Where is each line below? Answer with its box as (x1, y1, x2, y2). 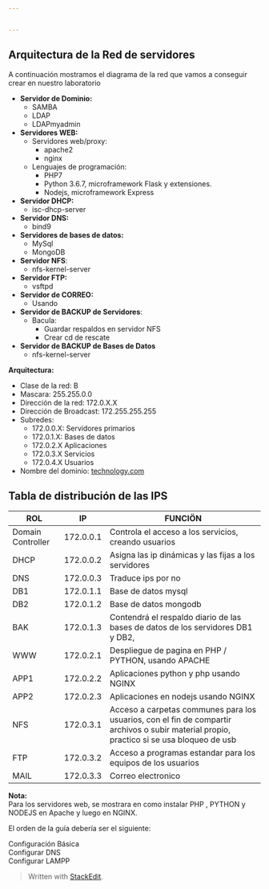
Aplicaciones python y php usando (109, 668, 240, 679)
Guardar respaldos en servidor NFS (43, 324, 162, 333)
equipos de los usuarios (109, 757, 200, 769)
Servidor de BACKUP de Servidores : (19, 307, 143, 316)
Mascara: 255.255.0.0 (19, 389, 93, 398)
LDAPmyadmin (31, 119, 81, 128)
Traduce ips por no (109, 573, 182, 584)
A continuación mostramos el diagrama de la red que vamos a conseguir (8, 69, 248, 79)
